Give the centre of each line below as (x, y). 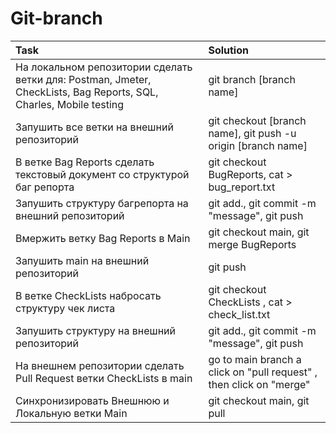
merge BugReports (252, 244)
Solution (228, 50)
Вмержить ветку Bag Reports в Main (103, 238)
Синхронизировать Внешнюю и (92, 400)
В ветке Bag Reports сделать (85, 162)
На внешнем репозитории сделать (100, 365)
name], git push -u (252, 133)
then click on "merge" (259, 384)
